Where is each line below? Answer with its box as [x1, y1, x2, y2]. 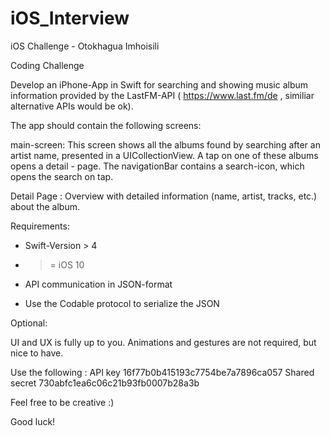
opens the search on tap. [10, 170, 114, 182]
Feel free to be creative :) [10, 396, 115, 408]
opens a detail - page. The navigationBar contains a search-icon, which [10, 160, 305, 172]
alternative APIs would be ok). [10, 100, 134, 112]
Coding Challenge [10, 59, 85, 71]
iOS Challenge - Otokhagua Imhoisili [10, 40, 160, 52]
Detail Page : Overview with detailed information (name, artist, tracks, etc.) [10, 190, 318, 202]
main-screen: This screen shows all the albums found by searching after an [10, 138, 321, 151]
